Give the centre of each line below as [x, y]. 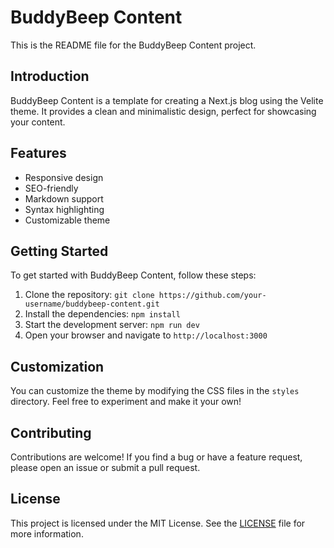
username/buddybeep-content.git [92, 304]
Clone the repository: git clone [89, 295]
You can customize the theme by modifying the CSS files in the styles [155, 391]
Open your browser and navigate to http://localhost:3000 [146, 335]
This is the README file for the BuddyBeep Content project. [133, 45]
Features [38, 153]
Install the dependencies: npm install [102, 314]
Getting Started [59, 251]
